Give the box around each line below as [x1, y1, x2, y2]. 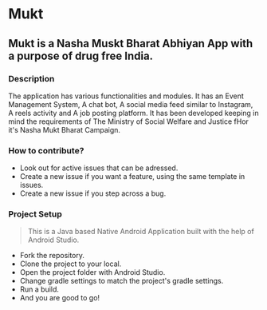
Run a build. [19, 284, 60, 294]
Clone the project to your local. [19, 259, 122, 268]
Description [8, 73, 55, 84]
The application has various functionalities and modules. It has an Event [8, 91, 245, 101]
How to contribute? [8, 145, 84, 156]
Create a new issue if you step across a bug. [19, 189, 167, 198]
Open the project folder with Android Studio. [19, 268, 166, 277]
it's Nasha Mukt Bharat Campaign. [8, 125, 121, 134]
